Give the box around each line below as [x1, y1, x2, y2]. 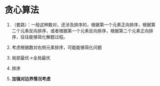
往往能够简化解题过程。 [20, 34, 68, 40]
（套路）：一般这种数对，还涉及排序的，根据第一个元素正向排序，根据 [11, 22, 151, 28]
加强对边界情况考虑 [11, 76, 51, 82]
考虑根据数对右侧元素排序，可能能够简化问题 [11, 44, 102, 50]
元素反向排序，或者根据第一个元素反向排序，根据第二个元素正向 [20, 28, 149, 33]
